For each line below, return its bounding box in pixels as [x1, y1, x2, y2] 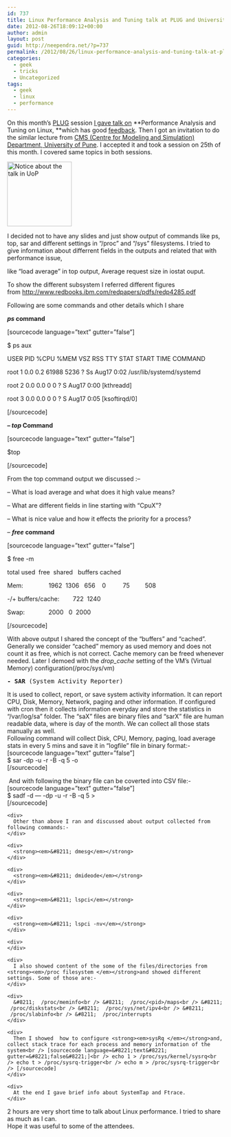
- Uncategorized [13, 74, 60, 81]
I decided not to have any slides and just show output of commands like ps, [7, 231, 221, 240]
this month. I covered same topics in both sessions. [7, 147, 153, 156]
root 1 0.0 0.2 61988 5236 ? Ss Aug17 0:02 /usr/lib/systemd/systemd [7, 368, 201, 376]
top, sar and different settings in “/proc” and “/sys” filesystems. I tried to [7, 239, 211, 247]
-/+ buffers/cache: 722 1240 [7, 594, 101, 603]
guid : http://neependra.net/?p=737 [7, 42, 109, 49]
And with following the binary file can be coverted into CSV [8, 776, 177, 785]
